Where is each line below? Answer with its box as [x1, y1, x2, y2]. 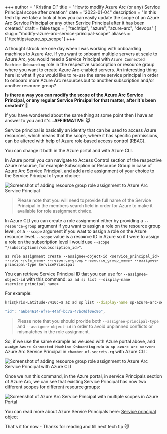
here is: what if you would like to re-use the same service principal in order [5, 72, 159, 78]
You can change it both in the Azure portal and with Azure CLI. [5, 148, 133, 153]
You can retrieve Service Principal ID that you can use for [5, 271, 123, 277]
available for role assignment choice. [17, 208, 93, 214]
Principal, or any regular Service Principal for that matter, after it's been [5, 97, 156, 103]
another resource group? [5, 83, 56, 88]
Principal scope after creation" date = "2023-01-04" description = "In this [5, 9, 156, 15]
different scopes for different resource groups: [5, 384, 100, 390]
